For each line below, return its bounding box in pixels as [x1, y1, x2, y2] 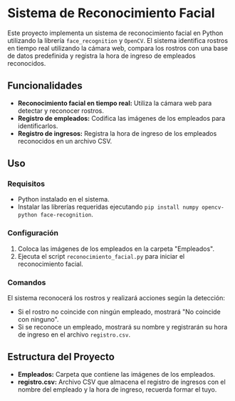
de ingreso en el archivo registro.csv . [17, 330, 130, 339]
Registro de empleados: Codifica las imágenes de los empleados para [17, 114, 226, 122]
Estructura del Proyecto [7, 351, 115, 363]
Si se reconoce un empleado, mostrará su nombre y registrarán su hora [17, 323, 228, 332]
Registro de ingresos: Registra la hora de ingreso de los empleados [17, 129, 217, 137]
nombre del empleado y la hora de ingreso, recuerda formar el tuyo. [17, 385, 217, 394]
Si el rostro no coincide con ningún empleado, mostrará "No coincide [17, 307, 221, 316]
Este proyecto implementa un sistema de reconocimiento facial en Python [7, 29, 224, 37]
